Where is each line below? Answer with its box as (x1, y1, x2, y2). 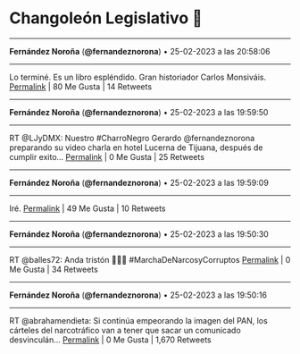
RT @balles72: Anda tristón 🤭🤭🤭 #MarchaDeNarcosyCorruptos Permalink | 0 (9, 254, 291, 265)
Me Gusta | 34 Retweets (9, 264, 98, 274)
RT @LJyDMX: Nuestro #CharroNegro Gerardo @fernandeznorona (9, 132, 255, 143)
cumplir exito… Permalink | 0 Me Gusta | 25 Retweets (9, 151, 205, 162)
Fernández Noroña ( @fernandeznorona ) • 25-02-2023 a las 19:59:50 (9, 106, 269, 117)
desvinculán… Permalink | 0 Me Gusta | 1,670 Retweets (9, 334, 212, 345)
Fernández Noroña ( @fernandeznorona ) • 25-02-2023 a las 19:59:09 (9, 177, 270, 188)
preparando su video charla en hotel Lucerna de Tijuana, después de (9, 142, 263, 153)
